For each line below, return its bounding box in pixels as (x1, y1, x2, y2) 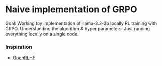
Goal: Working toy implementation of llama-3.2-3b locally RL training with (5, 20, 157, 26)
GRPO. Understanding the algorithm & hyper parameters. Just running (5, 25, 150, 31)
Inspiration (5, 43, 33, 50)
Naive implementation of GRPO (5, 4, 137, 15)
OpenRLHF (12, 55, 36, 61)
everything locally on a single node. (5, 31, 79, 37)
